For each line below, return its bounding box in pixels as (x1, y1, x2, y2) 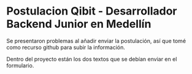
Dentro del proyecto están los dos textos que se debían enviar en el (6, 55, 177, 62)
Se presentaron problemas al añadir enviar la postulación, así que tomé (6, 37, 186, 44)
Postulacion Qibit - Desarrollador (6, 4, 177, 18)
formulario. (6, 62, 34, 69)
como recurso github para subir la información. (6, 44, 126, 51)
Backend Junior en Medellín (6, 17, 152, 31)
